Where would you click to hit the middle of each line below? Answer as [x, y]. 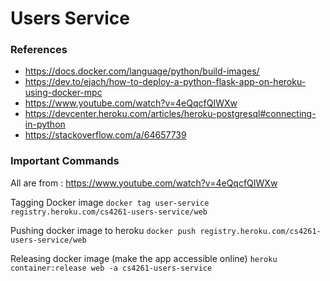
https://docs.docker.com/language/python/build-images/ [142, 71]
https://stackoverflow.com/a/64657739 [105, 135]
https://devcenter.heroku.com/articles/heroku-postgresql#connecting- [170, 114]
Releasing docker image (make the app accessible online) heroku [144, 258]
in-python [45, 124]
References [39, 50]
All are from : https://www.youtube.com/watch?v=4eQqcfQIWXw [144, 183]
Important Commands [65, 161]
